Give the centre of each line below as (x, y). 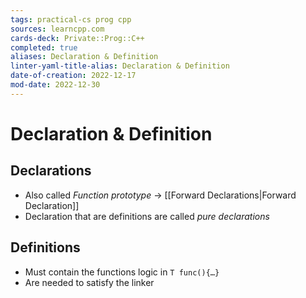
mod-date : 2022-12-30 (55, 85)
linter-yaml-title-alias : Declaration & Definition (120, 66)
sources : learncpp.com (57, 29)
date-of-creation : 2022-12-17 (73, 76)
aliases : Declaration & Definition (84, 57)
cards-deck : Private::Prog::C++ (77, 38)
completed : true (44, 47)
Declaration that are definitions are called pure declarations (147, 216)
